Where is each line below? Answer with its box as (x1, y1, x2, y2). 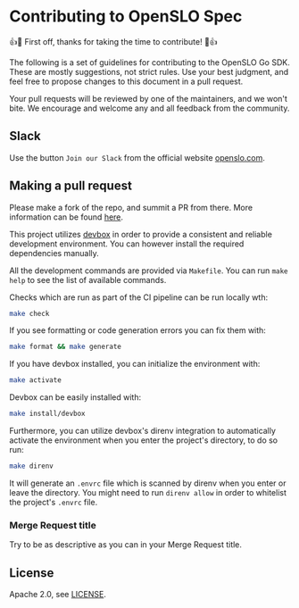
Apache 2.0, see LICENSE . (9, 589, 107, 600)
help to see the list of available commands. (9, 274, 167, 285)
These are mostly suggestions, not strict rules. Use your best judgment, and (9, 66, 288, 77)
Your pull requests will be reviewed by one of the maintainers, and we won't (9, 93, 288, 104)
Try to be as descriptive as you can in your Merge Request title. (9, 539, 243, 550)
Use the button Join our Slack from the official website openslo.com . (9, 152, 266, 162)
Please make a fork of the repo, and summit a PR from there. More (9, 202, 253, 212)
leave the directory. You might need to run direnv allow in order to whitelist (9, 487, 287, 497)
